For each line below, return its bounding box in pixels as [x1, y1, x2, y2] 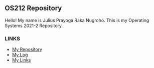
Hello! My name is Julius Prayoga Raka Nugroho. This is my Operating [5, 17, 149, 23]
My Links [12, 57, 31, 63]
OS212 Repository [5, 4, 62, 12]
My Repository [12, 46, 43, 52]
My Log [12, 52, 28, 58]
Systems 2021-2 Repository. [5, 22, 63, 28]
